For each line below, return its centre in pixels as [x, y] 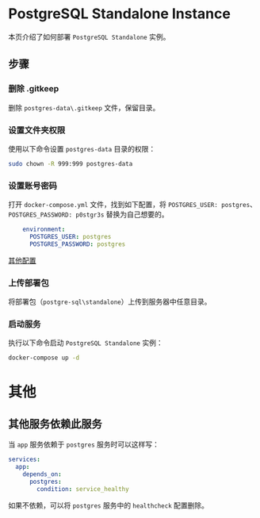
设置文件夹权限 [37, 130]
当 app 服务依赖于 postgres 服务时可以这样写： [84, 444]
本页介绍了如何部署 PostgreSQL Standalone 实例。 [89, 36]
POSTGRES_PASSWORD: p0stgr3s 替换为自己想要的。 [88, 214]
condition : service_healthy [83, 489]
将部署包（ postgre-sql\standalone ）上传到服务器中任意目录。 [110, 301]
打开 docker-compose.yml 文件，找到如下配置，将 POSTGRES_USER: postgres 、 [133, 205]
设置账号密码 [33, 186]
